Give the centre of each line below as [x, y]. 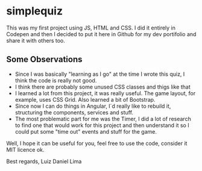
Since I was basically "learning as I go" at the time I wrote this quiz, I [100, 74]
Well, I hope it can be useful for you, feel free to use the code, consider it [97, 143]
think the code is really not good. [56, 80]
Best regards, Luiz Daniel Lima [44, 161]
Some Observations [44, 59]
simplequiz [35, 11]
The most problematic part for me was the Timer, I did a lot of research [103, 119]
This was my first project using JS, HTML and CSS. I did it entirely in [91, 28]
